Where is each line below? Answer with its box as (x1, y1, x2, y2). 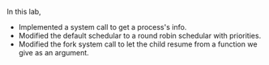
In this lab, (6, 7, 41, 16)
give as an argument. (18, 48, 89, 57)
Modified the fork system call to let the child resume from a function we (18, 39, 258, 49)
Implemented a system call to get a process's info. (18, 22, 187, 31)
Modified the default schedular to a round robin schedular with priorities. (18, 31, 262, 40)
